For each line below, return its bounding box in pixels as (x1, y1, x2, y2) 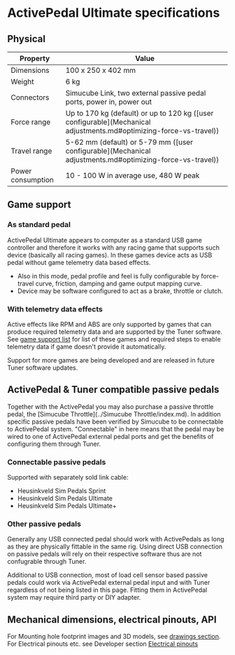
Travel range (10, 146, 52, 156)
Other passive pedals (7, 519, 82, 529)
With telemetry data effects (7, 304, 103, 313)
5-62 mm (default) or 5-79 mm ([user (65, 137, 194, 147)
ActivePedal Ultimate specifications (7, 5, 220, 21)
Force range (10, 117, 51, 127)
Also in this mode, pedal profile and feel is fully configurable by (17, 271, 200, 280)
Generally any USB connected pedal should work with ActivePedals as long (7, 535, 225, 543)
